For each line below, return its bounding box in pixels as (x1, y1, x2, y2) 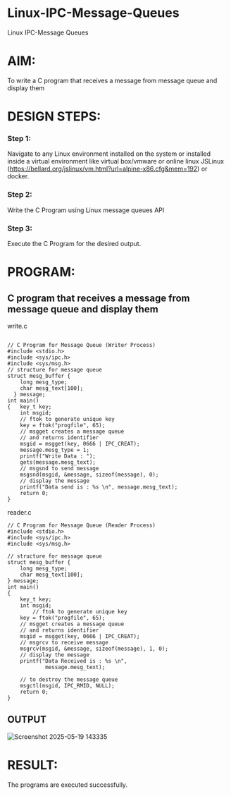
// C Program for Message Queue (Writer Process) (7, 341, 156, 348)
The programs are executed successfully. (7, 780, 128, 789)
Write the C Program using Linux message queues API (7, 206, 165, 214)
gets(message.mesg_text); (20, 458, 96, 466)
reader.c (7, 508, 32, 516)
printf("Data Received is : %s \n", (20, 657, 128, 664)
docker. (7, 172, 30, 180)
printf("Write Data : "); (20, 453, 96, 460)
